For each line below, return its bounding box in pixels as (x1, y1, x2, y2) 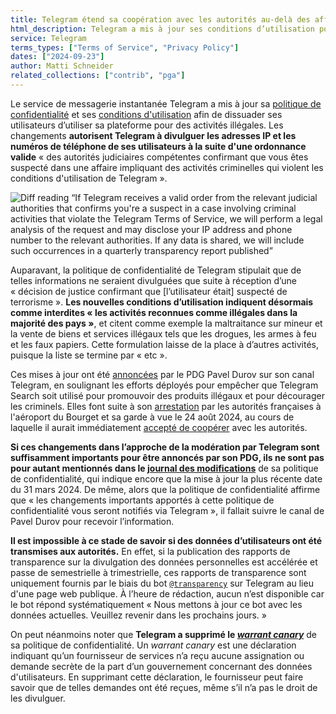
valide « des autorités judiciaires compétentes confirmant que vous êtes (10, 151, 309, 163)
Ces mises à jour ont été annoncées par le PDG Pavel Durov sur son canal (10, 368, 315, 380)
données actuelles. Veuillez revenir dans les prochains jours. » (10, 609, 267, 621)
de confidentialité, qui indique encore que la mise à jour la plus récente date (10, 472, 323, 485)
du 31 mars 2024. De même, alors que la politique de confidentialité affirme (10, 483, 321, 495)
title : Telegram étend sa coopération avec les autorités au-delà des (10, 14, 311, 25)
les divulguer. (10, 692, 66, 704)
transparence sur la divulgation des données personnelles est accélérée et (10, 556, 318, 568)
